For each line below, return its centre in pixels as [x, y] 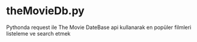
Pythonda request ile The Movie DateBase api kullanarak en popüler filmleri [99, 27]
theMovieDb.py [45, 11]
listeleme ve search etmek [39, 33]
